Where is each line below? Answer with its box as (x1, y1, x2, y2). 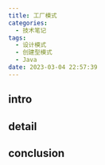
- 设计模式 (15, 41, 47, 49)
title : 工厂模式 (8, 11, 57, 20)
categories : (8, 19, 48, 27)
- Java (15, 56, 37, 64)
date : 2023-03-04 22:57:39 (8, 63, 98, 71)
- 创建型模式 (15, 48, 53, 56)
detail (8, 120, 37, 133)
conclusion (8, 146, 65, 159)
